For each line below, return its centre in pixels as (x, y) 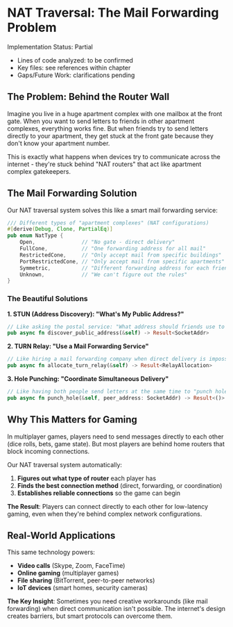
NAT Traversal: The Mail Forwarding (113, 13)
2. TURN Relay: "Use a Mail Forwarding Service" (78, 346)
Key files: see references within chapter (74, 67)
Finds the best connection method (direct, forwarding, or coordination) (120, 485)
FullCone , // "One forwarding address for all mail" (113, 249)
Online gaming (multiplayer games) (68, 573)
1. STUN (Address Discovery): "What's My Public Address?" (96, 313)
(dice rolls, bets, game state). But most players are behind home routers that (116, 443)
